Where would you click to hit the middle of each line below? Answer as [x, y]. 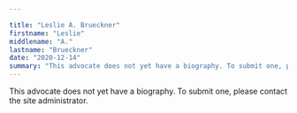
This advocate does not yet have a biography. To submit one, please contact [148, 91]
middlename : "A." [41, 41]
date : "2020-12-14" [45, 58]
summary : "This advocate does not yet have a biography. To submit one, [146, 66]
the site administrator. [49, 101]
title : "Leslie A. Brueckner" [65, 25]
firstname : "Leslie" [47, 33]
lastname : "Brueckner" [51, 49]
